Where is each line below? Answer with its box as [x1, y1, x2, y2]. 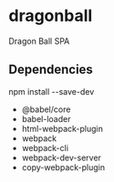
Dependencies [8, 62, 93, 77]
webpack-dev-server [21, 152, 102, 163]
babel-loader [21, 113, 71, 124]
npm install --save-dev [8, 86, 95, 96]
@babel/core [21, 104, 71, 115]
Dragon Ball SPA [8, 35, 70, 46]
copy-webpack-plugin [21, 161, 106, 173]
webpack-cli [21, 142, 69, 153]
